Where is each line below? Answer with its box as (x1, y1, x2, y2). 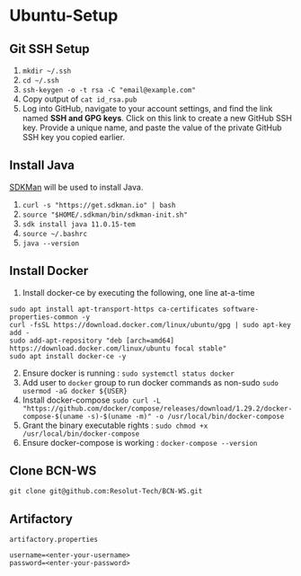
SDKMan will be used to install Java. (9, 182, 144, 192)
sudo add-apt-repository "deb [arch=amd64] (9, 336, 175, 345)
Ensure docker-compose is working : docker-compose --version (22, 437, 258, 448)
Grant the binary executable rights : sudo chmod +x (22, 420, 208, 430)
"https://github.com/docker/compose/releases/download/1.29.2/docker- (22, 403, 293, 413)
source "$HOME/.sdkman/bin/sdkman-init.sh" (22, 210, 189, 219)
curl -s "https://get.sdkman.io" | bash (22, 200, 176, 209)
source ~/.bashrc (22, 229, 88, 238)
